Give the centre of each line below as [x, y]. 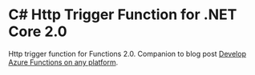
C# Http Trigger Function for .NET [123, 15]
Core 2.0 [38, 32]
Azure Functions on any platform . [63, 62]
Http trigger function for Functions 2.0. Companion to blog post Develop [127, 53]
